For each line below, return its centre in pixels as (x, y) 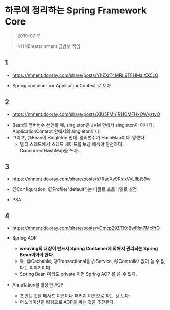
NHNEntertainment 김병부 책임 (48, 46)
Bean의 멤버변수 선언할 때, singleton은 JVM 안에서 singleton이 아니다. (83, 125)
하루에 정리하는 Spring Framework (76, 10)
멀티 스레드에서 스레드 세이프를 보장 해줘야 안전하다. (71, 144)
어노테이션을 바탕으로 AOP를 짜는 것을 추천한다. (67, 302)
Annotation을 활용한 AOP (38, 285)
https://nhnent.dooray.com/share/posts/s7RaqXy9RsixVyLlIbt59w (81, 179)
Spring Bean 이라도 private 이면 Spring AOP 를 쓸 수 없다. (78, 274)
